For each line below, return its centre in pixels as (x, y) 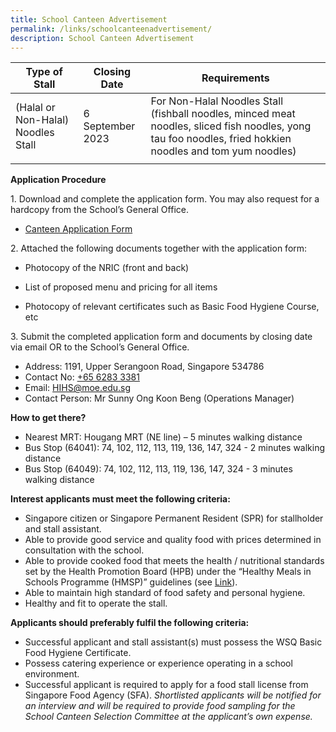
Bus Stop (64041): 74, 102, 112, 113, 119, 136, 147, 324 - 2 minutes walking (175, 448)
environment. (52, 674)
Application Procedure (58, 180)
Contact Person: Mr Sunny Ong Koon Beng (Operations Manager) (159, 398)
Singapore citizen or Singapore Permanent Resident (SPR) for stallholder (174, 518)
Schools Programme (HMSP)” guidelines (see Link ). (131, 582)
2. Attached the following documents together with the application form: (159, 248)
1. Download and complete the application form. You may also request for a (165, 199)
